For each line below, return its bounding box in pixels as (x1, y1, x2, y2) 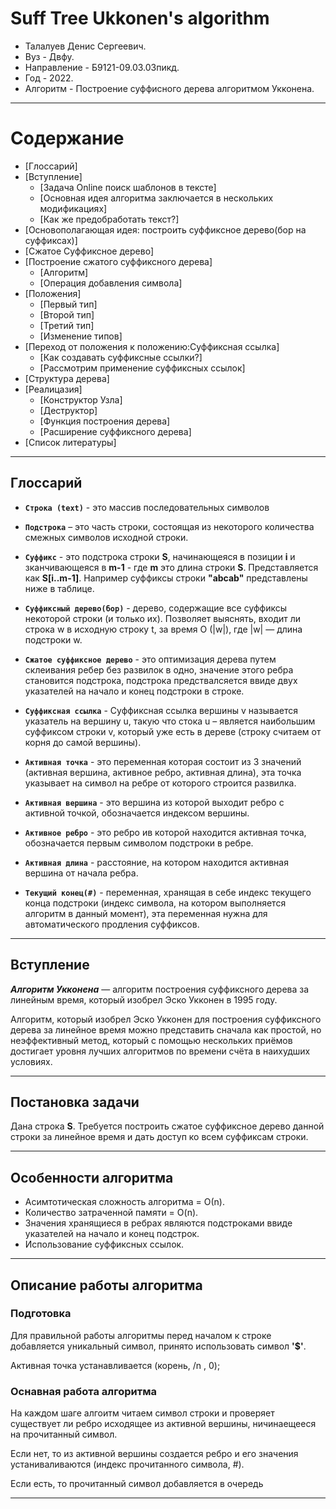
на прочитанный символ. (10, 1428, 118, 1441)
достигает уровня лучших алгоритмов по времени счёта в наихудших (10, 1045, 311, 1057)
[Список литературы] (24, 436, 117, 448)
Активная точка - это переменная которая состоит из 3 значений (24, 755, 302, 767)
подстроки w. (24, 633, 83, 646)
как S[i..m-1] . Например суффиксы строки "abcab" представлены (24, 572, 308, 584)
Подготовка (10, 1307, 72, 1321)
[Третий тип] (39, 319, 95, 331)
